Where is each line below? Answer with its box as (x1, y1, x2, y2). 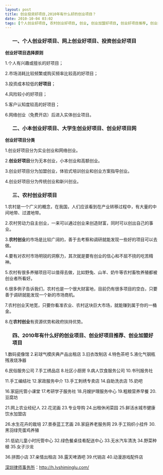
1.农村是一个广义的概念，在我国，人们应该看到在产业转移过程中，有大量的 (5, 204, 153, 210)
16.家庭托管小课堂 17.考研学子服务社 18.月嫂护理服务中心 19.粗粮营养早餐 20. (5, 388, 157, 394)
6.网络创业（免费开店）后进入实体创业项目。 (5, 111, 94, 117)
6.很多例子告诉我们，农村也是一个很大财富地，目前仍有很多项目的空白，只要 (5, 286, 158, 292)
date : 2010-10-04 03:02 (5, 16, 53, 21)
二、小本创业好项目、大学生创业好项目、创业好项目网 (12, 125, 137, 132)
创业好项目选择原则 (5, 50, 44, 55)
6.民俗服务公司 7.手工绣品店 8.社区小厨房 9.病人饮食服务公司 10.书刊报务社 (5, 368, 153, 374)
